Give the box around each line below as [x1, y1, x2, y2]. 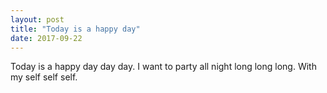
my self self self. [10, 71, 78, 83]
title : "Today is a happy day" [10, 24, 141, 34]
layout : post [10, 14, 65, 25]
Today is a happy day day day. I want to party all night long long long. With [10, 61, 317, 73]
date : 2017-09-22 [10, 33, 83, 43]
